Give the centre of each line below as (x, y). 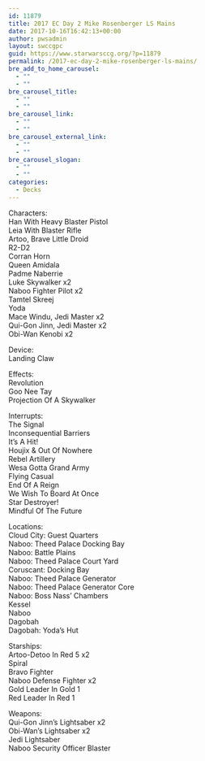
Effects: (21, 374)
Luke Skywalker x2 (40, 282)
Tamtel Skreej (31, 299)
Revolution (26, 382)
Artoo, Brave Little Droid (49, 239)
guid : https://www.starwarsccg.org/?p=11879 (85, 54)
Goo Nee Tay (30, 391)
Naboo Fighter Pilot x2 (46, 290)
